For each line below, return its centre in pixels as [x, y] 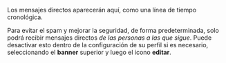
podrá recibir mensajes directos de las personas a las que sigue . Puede [110, 38]
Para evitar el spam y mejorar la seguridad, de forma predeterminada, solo [113, 30]
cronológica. [25, 17]
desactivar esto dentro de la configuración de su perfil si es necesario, [108, 45]
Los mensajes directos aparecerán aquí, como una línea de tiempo [102, 10]
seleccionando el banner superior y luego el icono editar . [89, 52]
